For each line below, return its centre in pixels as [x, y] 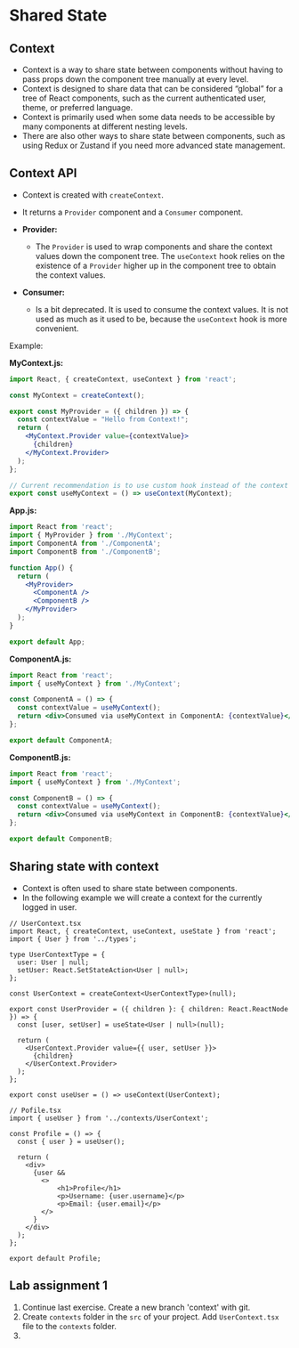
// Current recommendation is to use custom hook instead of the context [149, 485]
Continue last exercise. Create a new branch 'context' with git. [136, 1307]
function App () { [41, 568]
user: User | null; [53, 962]
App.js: [23, 511]
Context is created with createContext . [93, 195]
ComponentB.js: [40, 757]
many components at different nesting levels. [105, 126]
